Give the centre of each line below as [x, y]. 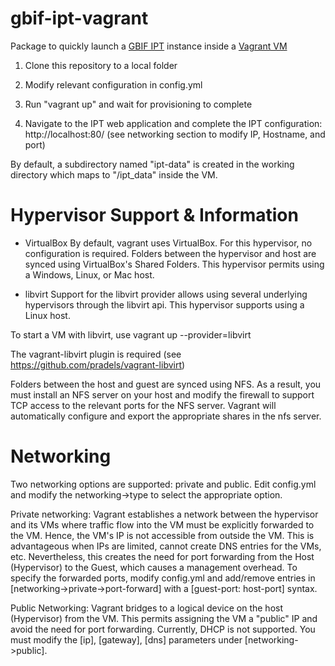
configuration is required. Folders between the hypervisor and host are [170, 253]
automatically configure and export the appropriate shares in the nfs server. [166, 416]
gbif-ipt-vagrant [79, 18]
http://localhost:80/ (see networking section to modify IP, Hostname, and [175, 134]
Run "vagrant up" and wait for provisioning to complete [138, 104]
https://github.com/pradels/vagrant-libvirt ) [98, 364]
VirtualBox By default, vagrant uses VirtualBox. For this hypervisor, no [168, 243]
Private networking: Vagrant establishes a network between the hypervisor [164, 514]
